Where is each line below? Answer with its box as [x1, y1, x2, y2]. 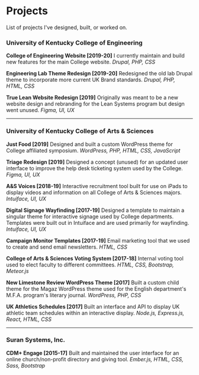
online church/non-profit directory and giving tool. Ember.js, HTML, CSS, [6, 355, 184, 363]
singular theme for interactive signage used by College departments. [6, 212, 174, 220]
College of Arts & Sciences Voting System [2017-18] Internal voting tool [6, 255, 184, 262]
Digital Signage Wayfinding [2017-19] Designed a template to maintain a [6, 206, 185, 214]
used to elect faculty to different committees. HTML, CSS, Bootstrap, [6, 261, 174, 268]
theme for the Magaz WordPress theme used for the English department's [6, 285, 187, 292]
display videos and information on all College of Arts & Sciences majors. [6, 189, 182, 196]
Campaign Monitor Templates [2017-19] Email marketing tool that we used [6, 237, 190, 244]
